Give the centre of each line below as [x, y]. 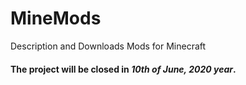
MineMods [56, 18]
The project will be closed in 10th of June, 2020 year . [123, 69]
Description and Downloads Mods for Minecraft [108, 46]
